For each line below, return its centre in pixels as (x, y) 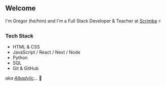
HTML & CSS (26, 47)
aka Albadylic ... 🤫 (24, 78)
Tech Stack (19, 36)
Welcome (20, 8)
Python (20, 58)
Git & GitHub (26, 68)
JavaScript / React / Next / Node (46, 52)
